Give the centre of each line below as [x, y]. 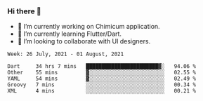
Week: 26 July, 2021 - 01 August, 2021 [66, 54]
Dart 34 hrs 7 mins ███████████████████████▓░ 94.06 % [102, 67]
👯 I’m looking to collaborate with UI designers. [84, 41]
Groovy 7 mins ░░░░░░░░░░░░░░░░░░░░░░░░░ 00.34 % [102, 85]
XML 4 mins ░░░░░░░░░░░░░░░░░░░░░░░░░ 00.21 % [102, 91]
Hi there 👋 [25, 11]
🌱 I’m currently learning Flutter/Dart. [69, 34]
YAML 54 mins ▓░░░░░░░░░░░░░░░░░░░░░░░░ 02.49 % [102, 79]
